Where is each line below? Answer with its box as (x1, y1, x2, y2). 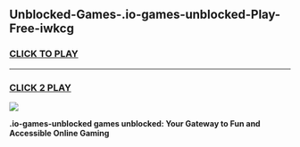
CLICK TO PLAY (9, 48, 79, 61)
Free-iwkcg (9, 21, 74, 37)
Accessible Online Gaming (9, 127, 110, 138)
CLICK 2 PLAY (9, 81, 71, 94)
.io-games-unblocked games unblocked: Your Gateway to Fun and (9, 118, 261, 128)
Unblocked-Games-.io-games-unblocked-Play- (9, 7, 281, 22)
